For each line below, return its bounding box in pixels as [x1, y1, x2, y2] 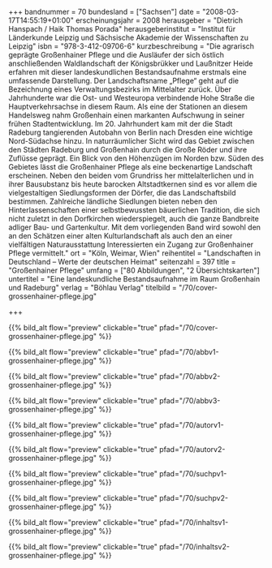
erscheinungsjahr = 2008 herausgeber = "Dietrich [76, 15, 244, 25]
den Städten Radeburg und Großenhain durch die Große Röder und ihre [8, 145, 248, 154]
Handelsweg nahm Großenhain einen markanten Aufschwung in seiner [8, 110, 245, 120]
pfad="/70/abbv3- [159, 396, 221, 405]
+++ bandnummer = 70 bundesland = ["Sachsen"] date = [8, 7, 201, 16]
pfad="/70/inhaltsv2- [159, 542, 230, 551]
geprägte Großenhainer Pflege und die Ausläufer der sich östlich [8, 50, 225, 59]
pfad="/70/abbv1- [159, 347, 219, 356]
